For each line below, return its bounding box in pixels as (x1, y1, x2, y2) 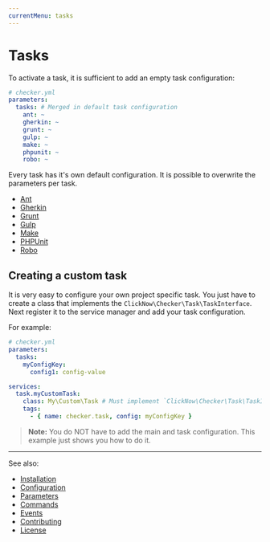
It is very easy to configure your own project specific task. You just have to (8, 290, 256, 300)
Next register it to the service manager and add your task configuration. (8, 307, 246, 317)
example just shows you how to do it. (27, 435, 151, 445)
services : (8, 382, 42, 390)
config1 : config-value (29, 368, 106, 376)
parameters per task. (8, 178, 78, 189)
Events (19, 507, 43, 518)
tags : (22, 405, 42, 414)
